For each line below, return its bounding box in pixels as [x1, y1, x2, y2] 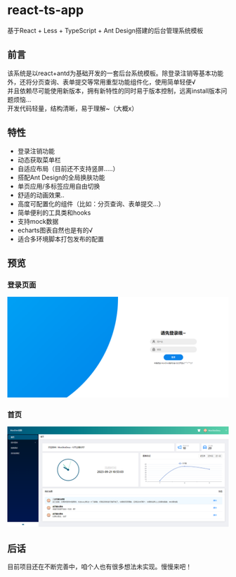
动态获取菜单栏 [17, 156, 61, 164]
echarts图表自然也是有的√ [17, 226, 93, 234]
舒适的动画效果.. [17, 191, 65, 199]
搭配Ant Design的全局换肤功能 [17, 173, 105, 182]
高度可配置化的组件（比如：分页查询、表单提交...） [17, 199, 165, 208]
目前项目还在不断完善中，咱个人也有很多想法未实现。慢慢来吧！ [7, 562, 192, 571]
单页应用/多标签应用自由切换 [17, 182, 100, 190]
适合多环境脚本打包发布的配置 [17, 234, 104, 243]
